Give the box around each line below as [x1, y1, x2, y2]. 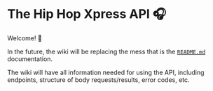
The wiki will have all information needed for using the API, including [7, 68, 205, 76]
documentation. [7, 54, 53, 63]
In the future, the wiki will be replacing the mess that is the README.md [7, 47, 206, 56]
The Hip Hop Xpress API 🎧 [7, 6, 167, 22]
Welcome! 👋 [7, 33, 42, 42]
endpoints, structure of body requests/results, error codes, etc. [7, 75, 191, 84]
